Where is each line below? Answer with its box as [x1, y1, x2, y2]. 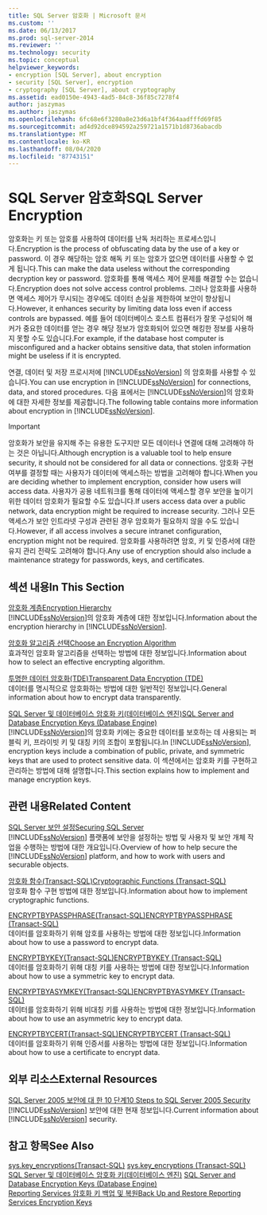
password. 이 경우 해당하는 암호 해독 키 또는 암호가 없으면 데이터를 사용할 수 [8, 254, 246, 264]
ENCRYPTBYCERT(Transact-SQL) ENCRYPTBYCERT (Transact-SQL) [8, 1029, 231, 1038]
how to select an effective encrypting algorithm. [8, 657, 165, 666]
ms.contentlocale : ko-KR [8, 137, 91, 146]
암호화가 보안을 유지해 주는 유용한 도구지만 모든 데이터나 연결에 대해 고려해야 [8, 438, 246, 448]
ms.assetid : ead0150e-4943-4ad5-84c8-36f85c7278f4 [8, 93, 180, 101]
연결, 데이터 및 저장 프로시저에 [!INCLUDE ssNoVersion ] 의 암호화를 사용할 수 [8, 367, 248, 377]
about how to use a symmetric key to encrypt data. [8, 971, 175, 981]
